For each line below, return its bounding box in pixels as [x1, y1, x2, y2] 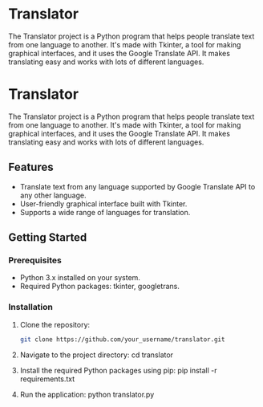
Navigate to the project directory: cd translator [19, 350, 174, 360]
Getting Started [8, 230, 87, 245]
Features [8, 161, 54, 174]
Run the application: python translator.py [19, 389, 155, 399]
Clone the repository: [19, 319, 91, 329]
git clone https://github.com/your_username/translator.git [19, 335, 225, 344]
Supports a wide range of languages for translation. [19, 207, 191, 217]
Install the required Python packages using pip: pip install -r [19, 365, 218, 375]
